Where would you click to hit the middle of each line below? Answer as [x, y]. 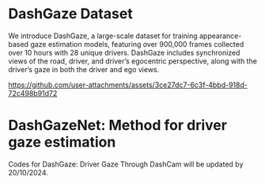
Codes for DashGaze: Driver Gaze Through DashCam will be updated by [126, 164]
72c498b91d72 [33, 93]
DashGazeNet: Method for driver [118, 126]
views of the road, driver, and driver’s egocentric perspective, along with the [132, 61]
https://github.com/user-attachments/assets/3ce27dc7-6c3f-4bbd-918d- [128, 85]
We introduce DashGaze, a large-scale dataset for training [103, 36]
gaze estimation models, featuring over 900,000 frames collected [137, 44]
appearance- [220, 36]
